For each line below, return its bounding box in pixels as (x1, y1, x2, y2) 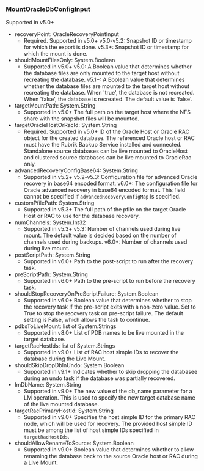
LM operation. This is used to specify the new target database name (23, 394, 196, 401)
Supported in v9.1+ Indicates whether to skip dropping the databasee (23, 368, 198, 376)
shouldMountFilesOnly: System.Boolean (14, 57, 115, 64)
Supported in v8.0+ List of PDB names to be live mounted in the (23, 329, 184, 337)
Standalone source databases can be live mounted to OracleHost (23, 147, 188, 155)
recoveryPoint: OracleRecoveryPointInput (14, 31, 120, 38)
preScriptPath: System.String (14, 271, 88, 278)
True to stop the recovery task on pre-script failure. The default (23, 310, 184, 317)
